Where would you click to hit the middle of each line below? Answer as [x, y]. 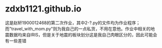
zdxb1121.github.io [43, 9]
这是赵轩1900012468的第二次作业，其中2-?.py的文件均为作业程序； [73, 23]
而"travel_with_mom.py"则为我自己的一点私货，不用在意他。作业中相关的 [78, 29]
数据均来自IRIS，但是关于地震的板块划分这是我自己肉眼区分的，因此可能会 [83, 35]
